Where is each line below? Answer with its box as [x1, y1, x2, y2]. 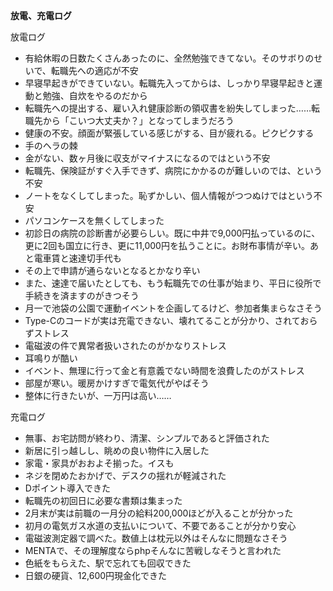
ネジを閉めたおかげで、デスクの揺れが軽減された [24, 470, 227, 481]
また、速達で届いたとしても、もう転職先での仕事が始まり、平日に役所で [24, 277, 322, 289]
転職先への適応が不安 [50, 65, 139, 76]
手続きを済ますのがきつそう [24, 290, 140, 301]
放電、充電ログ [10, 10, 72, 21]
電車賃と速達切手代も [33, 252, 122, 264]
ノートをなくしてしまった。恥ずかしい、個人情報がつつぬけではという [24, 190, 314, 201]
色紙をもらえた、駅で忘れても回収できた [24, 557, 192, 569]
